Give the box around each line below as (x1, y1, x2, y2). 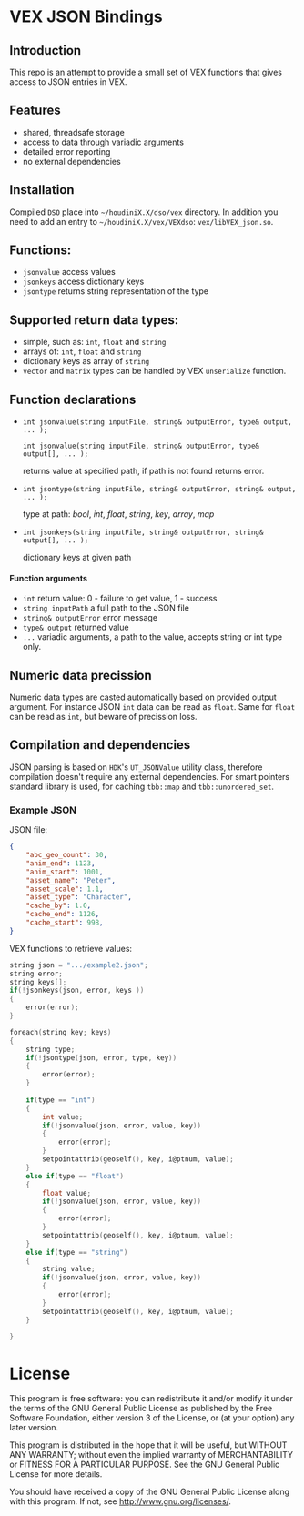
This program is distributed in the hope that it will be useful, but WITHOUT (9, 1440, 288, 1450)
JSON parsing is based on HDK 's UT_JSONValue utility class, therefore (9, 762, 263, 773)
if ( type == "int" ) (25, 1095, 96, 1105)
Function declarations (9, 391, 137, 407)
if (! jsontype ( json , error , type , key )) (25, 1053, 177, 1062)
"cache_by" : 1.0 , (25, 901, 92, 911)
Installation (9, 182, 75, 197)
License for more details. (9, 1469, 103, 1480)
